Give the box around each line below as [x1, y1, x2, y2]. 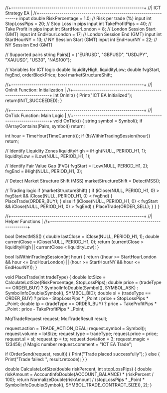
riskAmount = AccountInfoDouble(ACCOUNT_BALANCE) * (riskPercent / [5, 371, 154, 377]
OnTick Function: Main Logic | [5, 112, 66, 118]
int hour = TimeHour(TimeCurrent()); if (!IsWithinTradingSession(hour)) [5, 133, 151, 138]
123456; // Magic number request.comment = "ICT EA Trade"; [5, 341, 133, 347]
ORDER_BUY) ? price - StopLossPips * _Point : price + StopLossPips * [5, 295, 149, 301]
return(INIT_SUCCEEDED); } [5, 97, 62, 103]
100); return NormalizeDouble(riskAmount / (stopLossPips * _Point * [5, 376, 145, 382]
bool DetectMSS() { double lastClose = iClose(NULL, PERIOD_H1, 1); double [5, 233, 160, 239]
